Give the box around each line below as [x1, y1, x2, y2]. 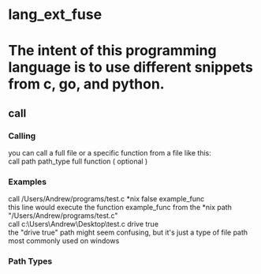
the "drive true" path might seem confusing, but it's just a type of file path [8, 227, 248, 238]
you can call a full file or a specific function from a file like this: [8, 148, 211, 158]
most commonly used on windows [8, 236, 120, 246]
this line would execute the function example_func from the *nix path [8, 203, 233, 212]
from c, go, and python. [8, 75, 165, 93]
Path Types [8, 256, 53, 267]
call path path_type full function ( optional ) [8, 156, 148, 167]
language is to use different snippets [8, 58, 254, 77]
